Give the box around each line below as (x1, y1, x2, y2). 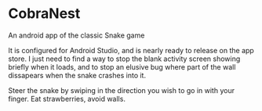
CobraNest (8, 5, 81, 23)
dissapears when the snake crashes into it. (8, 70, 147, 80)
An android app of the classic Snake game (8, 30, 145, 40)
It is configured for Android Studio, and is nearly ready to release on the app (8, 45, 255, 55)
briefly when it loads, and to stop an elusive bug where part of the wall (8, 62, 236, 71)
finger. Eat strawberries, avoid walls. (8, 94, 126, 103)
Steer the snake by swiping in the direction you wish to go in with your (8, 85, 235, 95)
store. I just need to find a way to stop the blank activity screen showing (8, 54, 241, 63)
